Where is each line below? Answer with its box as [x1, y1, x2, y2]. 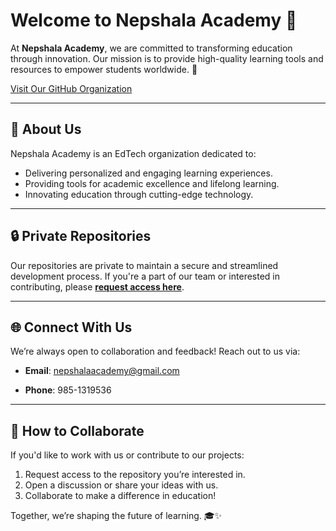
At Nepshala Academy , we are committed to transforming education [10, 42, 293, 54]
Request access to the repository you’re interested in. [24, 469, 246, 481]
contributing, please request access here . [10, 280, 185, 293]
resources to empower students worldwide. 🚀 [10, 63, 198, 75]
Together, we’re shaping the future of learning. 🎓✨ [10, 510, 223, 522]
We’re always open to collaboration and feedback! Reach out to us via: [10, 345, 301, 358]
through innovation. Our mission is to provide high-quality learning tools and [10, 52, 324, 64]
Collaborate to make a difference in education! [24, 490, 217, 502]
